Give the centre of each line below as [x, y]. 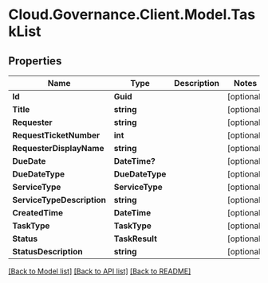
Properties [35, 61]
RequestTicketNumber [56, 135]
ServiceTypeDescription [59, 200]
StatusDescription [47, 252]
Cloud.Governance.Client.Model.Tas [132, 15]
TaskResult [135, 238]
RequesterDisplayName [58, 148]
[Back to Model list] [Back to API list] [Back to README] [100, 271]
